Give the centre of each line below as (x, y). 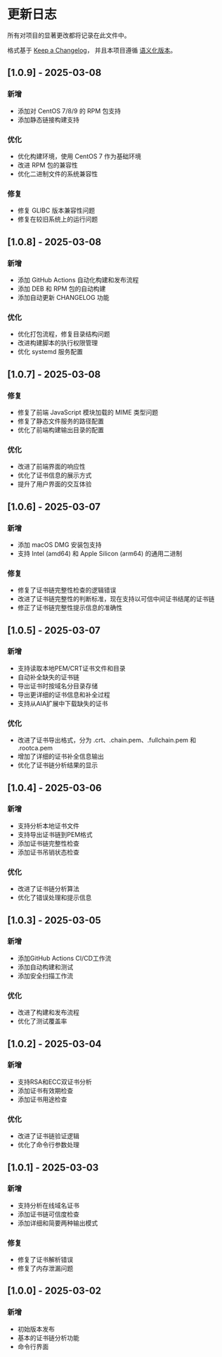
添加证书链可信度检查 (48, 1214)
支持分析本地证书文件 (48, 826)
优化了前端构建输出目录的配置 (60, 429)
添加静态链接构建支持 (48, 120)
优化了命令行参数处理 (48, 1145)
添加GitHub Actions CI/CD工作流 (64, 958)
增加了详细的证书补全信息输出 (60, 757)
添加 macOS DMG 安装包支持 (59, 544)
